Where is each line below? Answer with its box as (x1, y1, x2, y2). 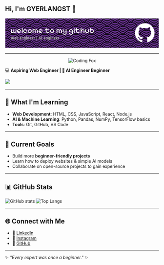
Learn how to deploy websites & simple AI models (12, 158, 113, 164)
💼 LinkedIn (12, 230, 34, 236)
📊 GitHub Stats (5, 183, 53, 191)
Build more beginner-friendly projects (12, 153, 90, 159)
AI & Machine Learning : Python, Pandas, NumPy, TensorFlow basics (12, 116, 150, 122)
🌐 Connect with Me (5, 217, 65, 225)
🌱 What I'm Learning (5, 98, 68, 107)
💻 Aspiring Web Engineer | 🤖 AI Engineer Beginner (5, 67, 110, 73)
